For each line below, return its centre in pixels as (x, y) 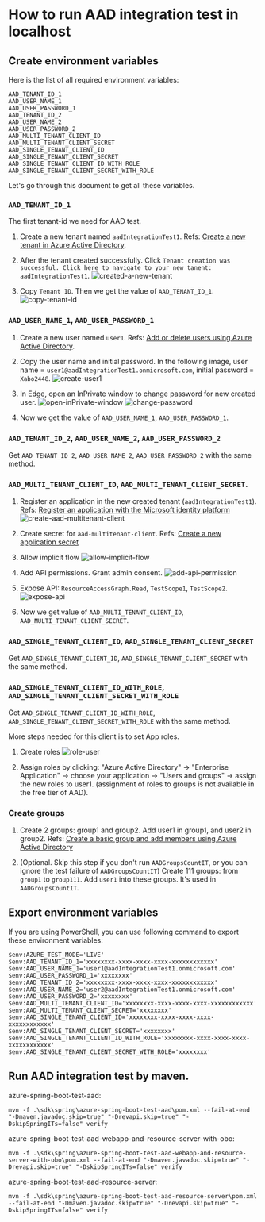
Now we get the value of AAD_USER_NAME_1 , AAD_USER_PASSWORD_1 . (124, 417)
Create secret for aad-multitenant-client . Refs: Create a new (121, 534)
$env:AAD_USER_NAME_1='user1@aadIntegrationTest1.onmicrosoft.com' (122, 968)
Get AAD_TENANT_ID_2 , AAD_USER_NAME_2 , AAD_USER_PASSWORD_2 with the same (130, 455)
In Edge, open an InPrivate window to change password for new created (138, 394)
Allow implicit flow (49, 558)
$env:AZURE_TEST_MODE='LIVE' (56, 955)
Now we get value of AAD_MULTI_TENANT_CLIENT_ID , (102, 612)
